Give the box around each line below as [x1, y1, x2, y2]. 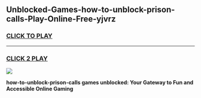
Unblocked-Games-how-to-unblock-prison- [6, 5, 175, 15]
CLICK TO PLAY [6, 32, 53, 40]
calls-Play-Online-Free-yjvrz [6, 14, 116, 24]
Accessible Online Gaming [6, 85, 74, 92]
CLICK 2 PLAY [6, 54, 48, 62]
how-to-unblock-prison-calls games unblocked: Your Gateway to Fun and [6, 78, 194, 86]
